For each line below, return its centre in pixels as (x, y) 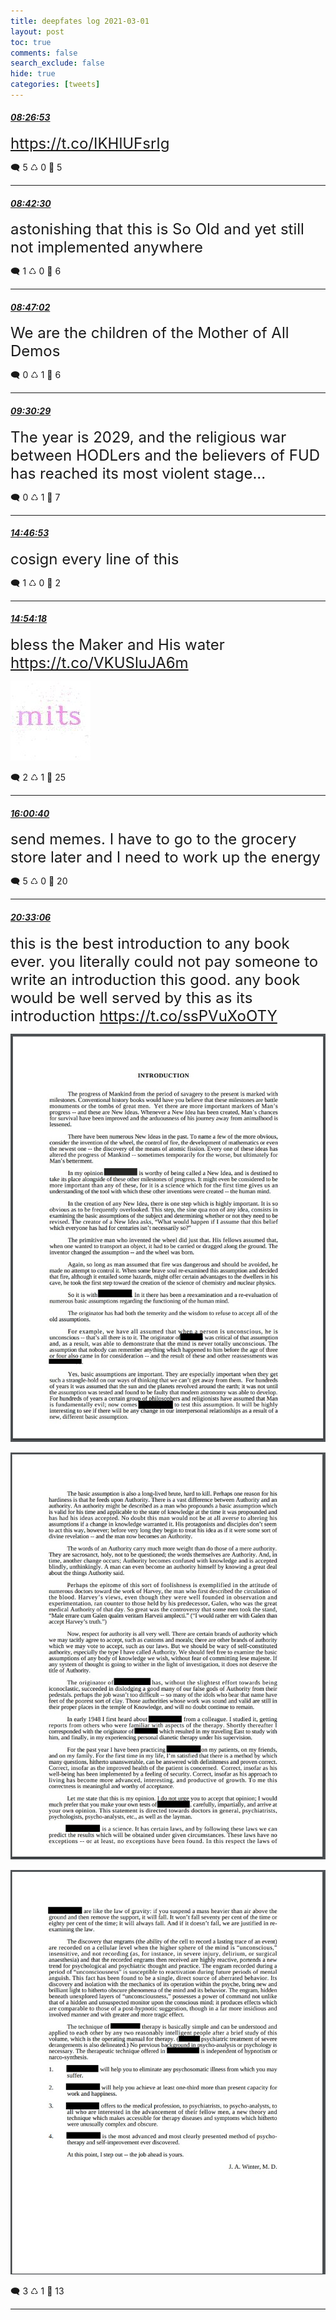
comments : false (44, 53)
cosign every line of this (95, 559)
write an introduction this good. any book (155, 979)
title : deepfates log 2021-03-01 (80, 21)
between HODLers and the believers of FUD (165, 455)
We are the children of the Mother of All (150, 333)
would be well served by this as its (131, 997)
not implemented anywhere (107, 247)
